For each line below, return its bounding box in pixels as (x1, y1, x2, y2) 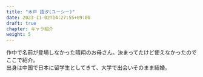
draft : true (6, 20, 36, 26)
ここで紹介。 (6, 56, 38, 64)
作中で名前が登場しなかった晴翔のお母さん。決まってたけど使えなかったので (6, 49, 197, 56)
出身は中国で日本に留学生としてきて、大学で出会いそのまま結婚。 (6, 64, 171, 72)
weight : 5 (6, 32, 32, 38)
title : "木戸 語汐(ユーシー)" (6, 8, 75, 15)
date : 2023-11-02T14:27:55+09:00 (6, 15, 91, 21)
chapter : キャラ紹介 (6, 25, 53, 32)
